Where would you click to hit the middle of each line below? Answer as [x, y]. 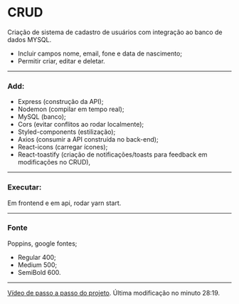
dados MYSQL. [30, 39]
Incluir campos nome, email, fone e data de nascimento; [100, 53]
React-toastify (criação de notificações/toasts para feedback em [112, 154]
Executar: [25, 187]
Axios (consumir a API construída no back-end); [88, 140]
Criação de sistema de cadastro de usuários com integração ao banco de [115, 32]
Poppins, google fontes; [42, 243]
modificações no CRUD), [54, 162]
